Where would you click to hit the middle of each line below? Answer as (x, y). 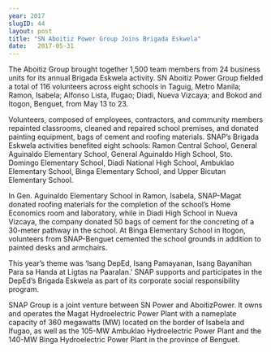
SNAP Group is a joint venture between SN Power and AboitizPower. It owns (135, 305)
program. (24, 289)
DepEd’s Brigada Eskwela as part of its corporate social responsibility (124, 280)
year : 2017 (27, 16)
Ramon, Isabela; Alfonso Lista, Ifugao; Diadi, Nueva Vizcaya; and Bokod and (135, 95)
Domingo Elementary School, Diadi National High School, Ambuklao (121, 163)
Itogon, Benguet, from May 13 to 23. (69, 104)
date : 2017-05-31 (41, 46)
